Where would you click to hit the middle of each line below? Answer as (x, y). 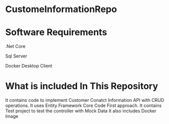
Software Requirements (56, 33)
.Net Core (15, 46)
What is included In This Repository (82, 86)
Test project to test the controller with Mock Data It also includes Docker (81, 111)
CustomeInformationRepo (61, 9)
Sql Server (16, 56)
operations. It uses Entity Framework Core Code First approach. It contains (83, 106)
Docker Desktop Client (29, 66)
